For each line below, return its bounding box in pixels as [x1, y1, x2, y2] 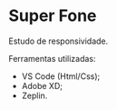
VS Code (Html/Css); [21, 70, 101, 82]
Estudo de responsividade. [8, 35, 109, 46]
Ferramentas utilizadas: [8, 53, 96, 64]
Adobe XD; [21, 80, 63, 91]
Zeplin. [21, 90, 48, 101]
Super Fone [8, 5, 97, 26]
